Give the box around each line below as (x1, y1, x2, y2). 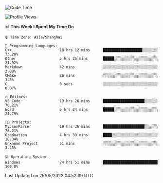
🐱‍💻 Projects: (5, 120, 32, 125)
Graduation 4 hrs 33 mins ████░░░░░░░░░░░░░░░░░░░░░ (5, 133, 158, 137)
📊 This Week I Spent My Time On (5, 24, 74, 29)
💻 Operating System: (5, 154, 49, 159)
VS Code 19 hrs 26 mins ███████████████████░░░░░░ (5, 99, 158, 103)
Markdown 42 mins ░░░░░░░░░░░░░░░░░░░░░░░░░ (5, 65, 158, 69)
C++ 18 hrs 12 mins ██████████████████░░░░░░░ (5, 48, 158, 52)
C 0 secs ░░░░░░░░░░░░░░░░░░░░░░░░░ (5, 82, 158, 86)
